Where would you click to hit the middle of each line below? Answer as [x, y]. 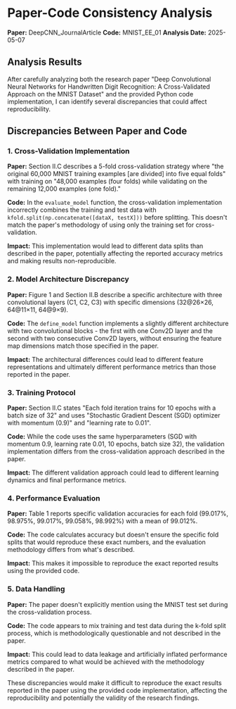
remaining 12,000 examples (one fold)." [64, 189]
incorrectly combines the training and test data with [82, 210]
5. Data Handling [36, 589]
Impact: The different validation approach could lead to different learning [113, 472]
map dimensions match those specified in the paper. [83, 346]
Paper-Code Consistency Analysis [110, 13]
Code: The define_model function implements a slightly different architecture [118, 323]
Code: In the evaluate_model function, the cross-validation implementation [115, 203]
